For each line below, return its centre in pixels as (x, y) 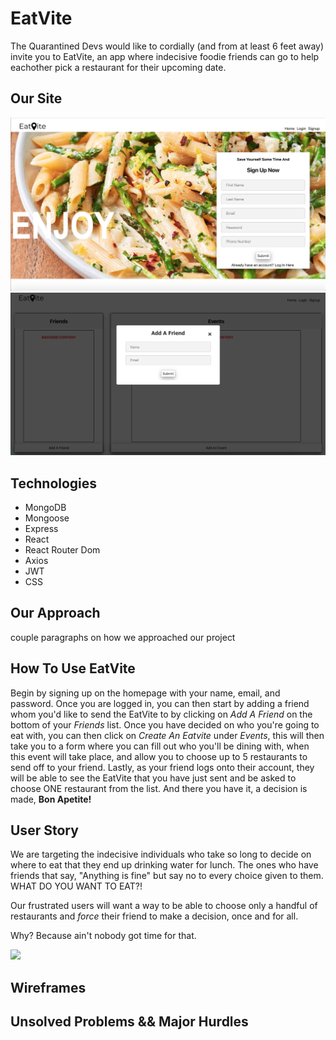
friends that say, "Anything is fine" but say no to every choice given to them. (167, 876)
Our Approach (55, 613)
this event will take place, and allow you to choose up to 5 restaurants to (159, 756)
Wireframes (48, 987)
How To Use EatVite (73, 668)
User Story (44, 830)
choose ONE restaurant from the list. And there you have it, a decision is (159, 788)
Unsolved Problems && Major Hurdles (129, 1022)
